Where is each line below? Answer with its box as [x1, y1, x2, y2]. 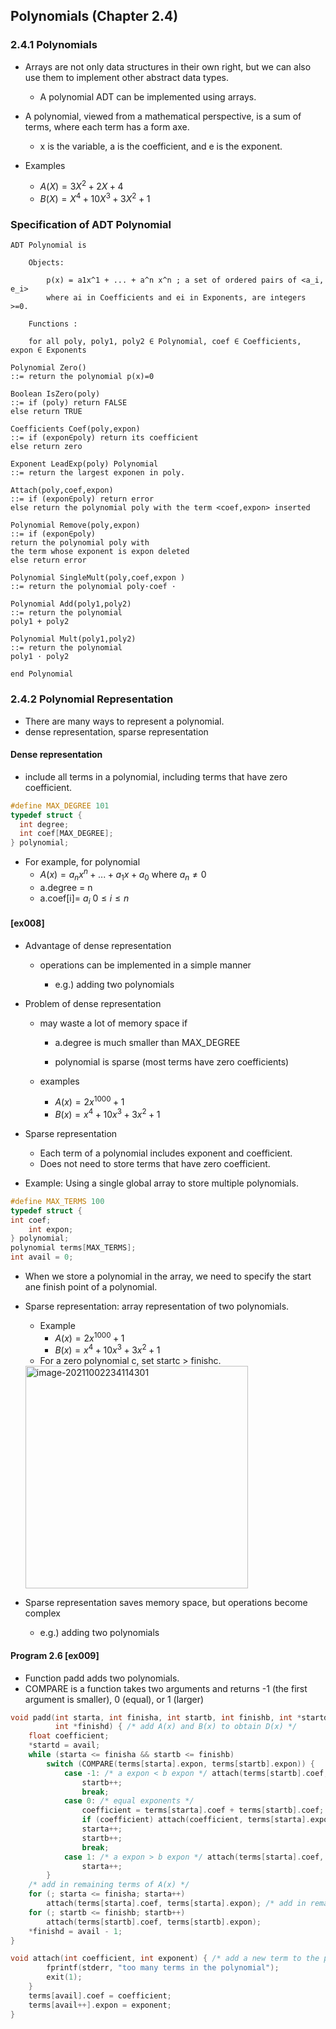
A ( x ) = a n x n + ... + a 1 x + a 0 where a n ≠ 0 [39, 867, 207, 883]
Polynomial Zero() [10, 363, 87, 373]
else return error [10, 555, 87, 566]
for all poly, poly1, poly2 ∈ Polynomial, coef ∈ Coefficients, [28, 337, 302, 347]
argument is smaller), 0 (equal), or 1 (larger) [24, 1693, 205, 1705]
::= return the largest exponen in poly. [10, 468, 186, 478]
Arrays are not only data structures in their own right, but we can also [24, 60, 312, 73]
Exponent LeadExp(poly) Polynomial [10, 459, 159, 469]
